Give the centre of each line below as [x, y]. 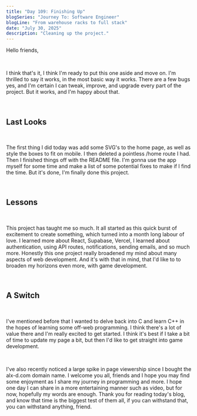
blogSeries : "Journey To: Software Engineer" [63, 17]
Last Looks [26, 122]
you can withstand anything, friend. [49, 407]
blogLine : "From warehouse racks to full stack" [67, 22]
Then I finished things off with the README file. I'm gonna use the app [91, 160]
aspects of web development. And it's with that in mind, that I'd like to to [94, 259]
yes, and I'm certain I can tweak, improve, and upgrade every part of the [94, 85]
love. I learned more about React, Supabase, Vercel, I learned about [88, 240]
